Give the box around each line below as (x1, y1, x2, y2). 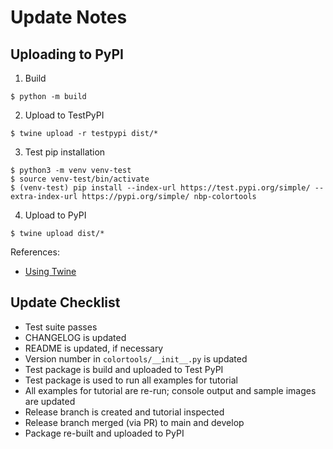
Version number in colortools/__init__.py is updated (24, 352, 248, 365)
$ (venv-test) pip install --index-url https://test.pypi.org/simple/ (10, 183, 311, 193)
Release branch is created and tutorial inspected (24, 406, 225, 418)
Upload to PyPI (24, 209, 87, 221)
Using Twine (24, 266, 77, 277)
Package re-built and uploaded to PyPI (24, 427, 185, 439)
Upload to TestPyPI (24, 109, 105, 121)
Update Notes (10, 6, 128, 29)
